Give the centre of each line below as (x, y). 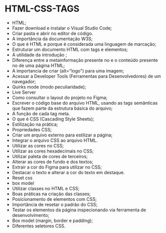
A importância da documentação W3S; (52, 39)
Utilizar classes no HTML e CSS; (46, 188)
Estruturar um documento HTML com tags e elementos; (70, 49)
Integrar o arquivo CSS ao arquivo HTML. (55, 140)
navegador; (24, 82)
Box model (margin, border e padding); (52, 220)
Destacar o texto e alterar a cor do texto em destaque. (68, 172)
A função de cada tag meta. (41, 113)
